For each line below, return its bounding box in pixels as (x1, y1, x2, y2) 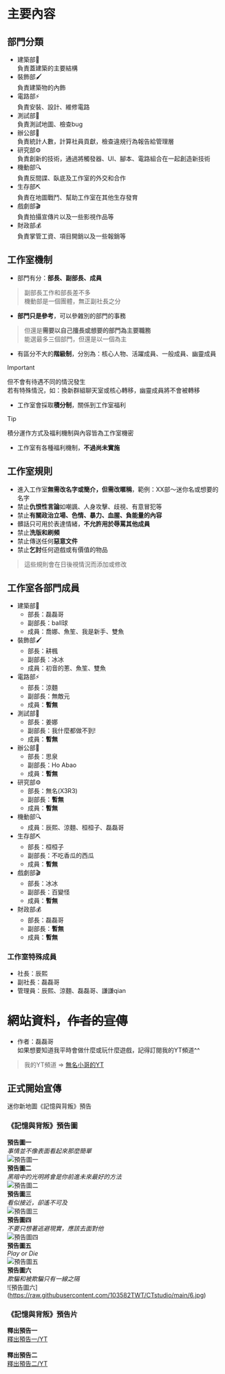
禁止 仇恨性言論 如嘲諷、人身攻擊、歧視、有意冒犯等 (17, 502, 162, 511)
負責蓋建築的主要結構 (17, 64, 78, 72)
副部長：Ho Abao (27, 761, 77, 769)
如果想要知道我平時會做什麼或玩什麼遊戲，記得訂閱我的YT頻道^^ (17, 1045, 200, 1054)
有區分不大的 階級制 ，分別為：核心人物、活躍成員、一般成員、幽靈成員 (17, 349, 217, 358)
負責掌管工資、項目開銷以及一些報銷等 (17, 232, 126, 240)
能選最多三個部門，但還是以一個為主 (23, 335, 127, 343)
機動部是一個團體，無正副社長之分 (23, 297, 121, 305)
